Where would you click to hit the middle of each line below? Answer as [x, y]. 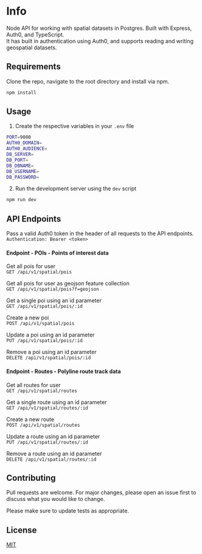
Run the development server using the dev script [76, 189]
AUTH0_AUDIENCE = [27, 149]
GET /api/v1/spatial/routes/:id [47, 408]
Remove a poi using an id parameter [51, 352]
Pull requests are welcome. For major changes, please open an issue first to [101, 492]
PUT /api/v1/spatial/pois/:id [45, 341]
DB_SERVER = [20, 154]
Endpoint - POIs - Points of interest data [57, 253]
